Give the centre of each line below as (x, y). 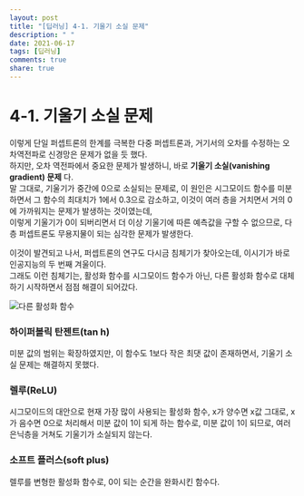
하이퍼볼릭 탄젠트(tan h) (60, 332)
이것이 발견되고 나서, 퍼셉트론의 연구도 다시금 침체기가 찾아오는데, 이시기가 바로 (150, 253)
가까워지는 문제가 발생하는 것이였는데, (85, 210)
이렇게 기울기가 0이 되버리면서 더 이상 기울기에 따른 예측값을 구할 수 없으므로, (146, 222)
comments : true (38, 60)
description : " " (42, 34)
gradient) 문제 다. (42, 177)
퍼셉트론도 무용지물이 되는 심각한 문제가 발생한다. (106, 233)
